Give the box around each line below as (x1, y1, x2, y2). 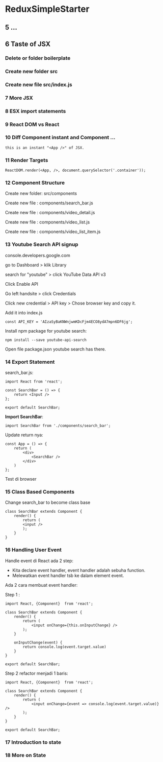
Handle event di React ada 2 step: (5, 558, 74, 564)
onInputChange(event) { (14, 640, 63, 645)
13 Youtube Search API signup (5, 241, 79, 248)
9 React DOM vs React (5, 121, 59, 128)
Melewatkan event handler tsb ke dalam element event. (12, 572, 124, 578)
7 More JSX (5, 94, 33, 101)
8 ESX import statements (5, 108, 66, 114)
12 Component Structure (5, 179, 65, 186)
